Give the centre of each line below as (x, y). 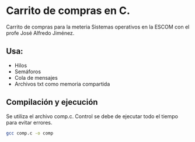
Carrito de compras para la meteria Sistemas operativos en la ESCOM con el (98, 27)
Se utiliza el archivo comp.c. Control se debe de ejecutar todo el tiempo (92, 116)
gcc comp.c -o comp (30, 133)
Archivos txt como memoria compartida (62, 84)
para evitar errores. (29, 122)
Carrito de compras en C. (68, 11)
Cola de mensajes (36, 77)
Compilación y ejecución (52, 102)
